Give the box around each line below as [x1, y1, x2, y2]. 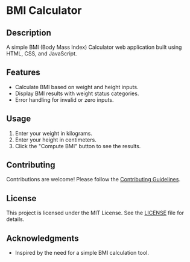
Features [6, 67, 40, 78]
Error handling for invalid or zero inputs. [14, 96, 114, 103]
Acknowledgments [6, 233, 80, 243]
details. [6, 216, 25, 223]
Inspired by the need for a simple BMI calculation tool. [14, 249, 149, 257]
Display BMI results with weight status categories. [14, 90, 139, 97]
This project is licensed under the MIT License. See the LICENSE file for [6, 209, 185, 217]
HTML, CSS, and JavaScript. [6, 50, 77, 57]
